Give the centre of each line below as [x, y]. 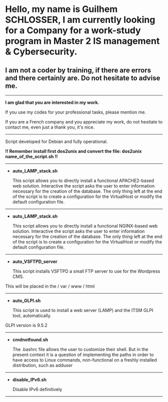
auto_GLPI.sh [26, 300]
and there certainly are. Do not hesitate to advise [83, 78]
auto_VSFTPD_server [35, 261]
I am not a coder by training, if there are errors [78, 70]
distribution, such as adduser [42, 365]
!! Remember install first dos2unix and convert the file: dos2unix [73, 151]
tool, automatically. [32, 315]
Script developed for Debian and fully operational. [56, 141]
